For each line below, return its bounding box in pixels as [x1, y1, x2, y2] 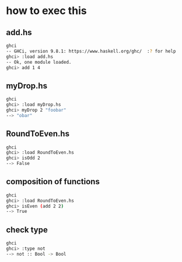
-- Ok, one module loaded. [6, 59, 72, 65]
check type [6, 225, 48, 235]
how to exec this [6, 4, 87, 18]
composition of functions [6, 177, 100, 187]
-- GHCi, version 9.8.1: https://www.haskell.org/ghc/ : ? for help [6, 48, 176, 54]
